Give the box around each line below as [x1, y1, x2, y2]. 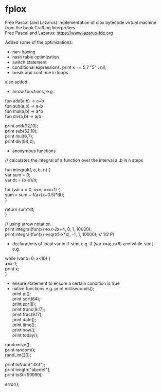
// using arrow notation [5, 221, 51, 227]
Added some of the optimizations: [5, 39, 73, 45]
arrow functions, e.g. [12, 88, 54, 94]
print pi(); [12, 291, 31, 296]
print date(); [12, 316, 36, 322]
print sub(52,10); [5, 128, 38, 134]
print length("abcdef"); [5, 367, 51, 372]
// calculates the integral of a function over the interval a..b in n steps [5, 157, 143, 163]
